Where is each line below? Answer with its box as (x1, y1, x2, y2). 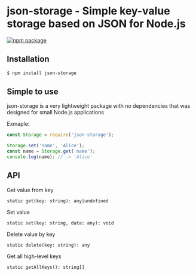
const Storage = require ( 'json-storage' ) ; (7, 132, 114, 138)
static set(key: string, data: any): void (7, 220, 114, 226)
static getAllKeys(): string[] (7, 264, 85, 270)
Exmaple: (7, 120, 30, 128)
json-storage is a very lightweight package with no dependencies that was (7, 102, 191, 110)
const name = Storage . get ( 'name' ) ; (7, 148, 96, 154)
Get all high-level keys (7, 253, 62, 260)
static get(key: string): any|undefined (7, 198, 109, 204)
